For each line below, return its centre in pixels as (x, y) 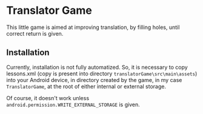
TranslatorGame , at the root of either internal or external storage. (86, 86)
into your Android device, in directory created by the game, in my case (94, 80)
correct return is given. (35, 33)
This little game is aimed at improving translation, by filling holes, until (93, 27)
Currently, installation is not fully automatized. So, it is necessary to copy (97, 67)
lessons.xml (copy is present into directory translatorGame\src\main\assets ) (102, 74)
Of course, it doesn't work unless (48, 98)
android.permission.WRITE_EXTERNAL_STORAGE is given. (73, 104)
